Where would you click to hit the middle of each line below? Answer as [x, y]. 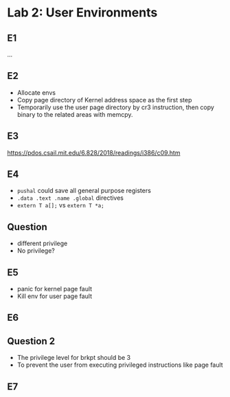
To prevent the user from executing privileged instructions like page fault [120, 365]
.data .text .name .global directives [70, 198]
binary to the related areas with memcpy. [75, 114]
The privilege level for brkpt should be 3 [74, 358]
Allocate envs [36, 92]
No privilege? [36, 251]
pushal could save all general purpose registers [84, 191]
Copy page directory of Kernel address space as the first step [104, 100]
